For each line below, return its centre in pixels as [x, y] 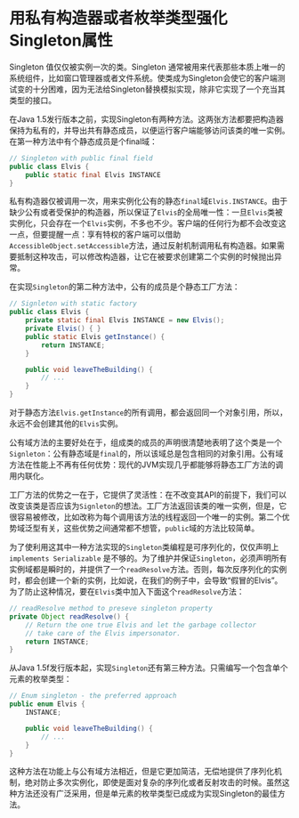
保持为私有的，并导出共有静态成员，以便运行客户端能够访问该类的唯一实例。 [149, 130]
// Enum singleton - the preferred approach [93, 696]
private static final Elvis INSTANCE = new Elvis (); [125, 320]
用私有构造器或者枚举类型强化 [119, 18]
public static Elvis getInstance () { [95, 336]
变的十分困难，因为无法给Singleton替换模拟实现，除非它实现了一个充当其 [151, 89]
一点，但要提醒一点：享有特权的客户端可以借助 [95, 235]
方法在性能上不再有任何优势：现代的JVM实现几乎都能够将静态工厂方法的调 [146, 465]
